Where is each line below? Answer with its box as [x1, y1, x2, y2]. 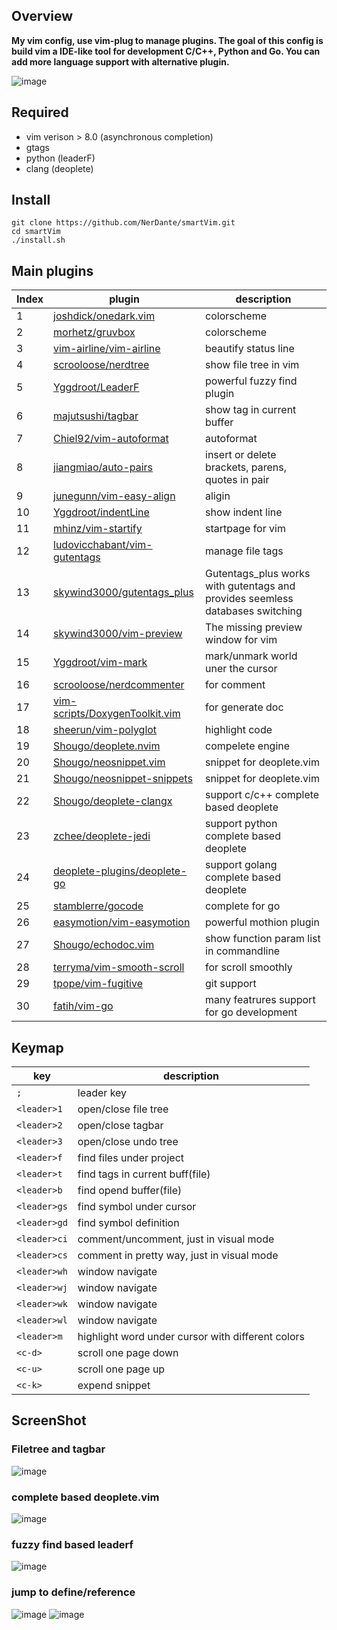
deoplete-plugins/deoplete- [53, 864, 188, 878]
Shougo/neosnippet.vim [53, 755, 166, 769]
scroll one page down [77, 1346, 179, 1360]
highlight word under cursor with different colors [77, 1330, 306, 1344]
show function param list [205, 932, 321, 946]
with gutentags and [205, 579, 296, 593]
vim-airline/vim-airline [53, 342, 161, 356]
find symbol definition [77, 1216, 180, 1230]
